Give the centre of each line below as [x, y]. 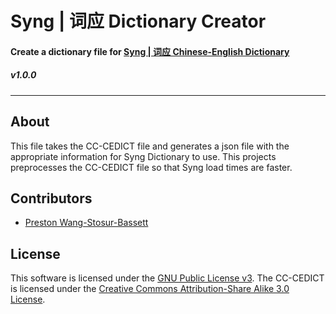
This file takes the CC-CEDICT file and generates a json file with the [150, 146]
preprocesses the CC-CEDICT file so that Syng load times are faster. [151, 167]
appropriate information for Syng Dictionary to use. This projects [143, 156]
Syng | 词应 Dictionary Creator [138, 21]
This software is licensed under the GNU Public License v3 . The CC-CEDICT [167, 278]
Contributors [51, 198]
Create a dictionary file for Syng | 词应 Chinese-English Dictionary [150, 51]
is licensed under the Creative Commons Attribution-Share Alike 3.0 [150, 289]
